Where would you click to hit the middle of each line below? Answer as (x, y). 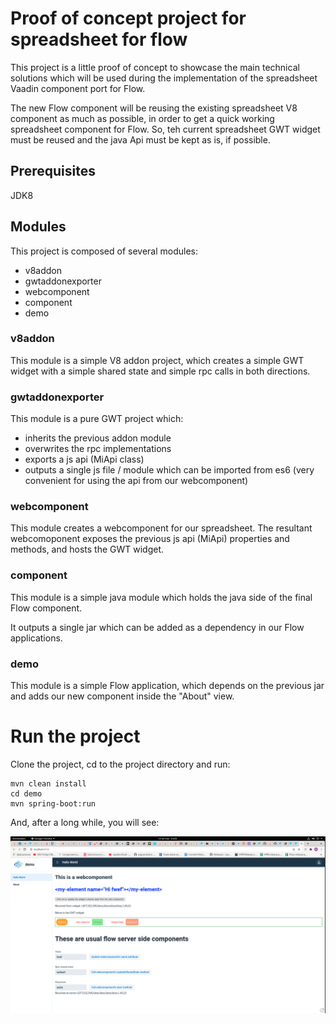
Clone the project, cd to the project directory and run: (120, 764)
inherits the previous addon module (98, 438)
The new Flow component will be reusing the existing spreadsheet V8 (154, 108)
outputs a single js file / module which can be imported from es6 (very (169, 470)
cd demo (26, 793)
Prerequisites (53, 171)
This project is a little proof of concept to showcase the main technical (155, 67)
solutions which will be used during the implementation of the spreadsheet (164, 78)
